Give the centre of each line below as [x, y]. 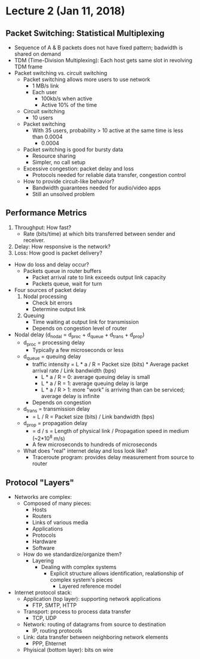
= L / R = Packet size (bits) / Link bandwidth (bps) [93, 417]
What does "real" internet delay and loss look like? [85, 451]
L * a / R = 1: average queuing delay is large [95, 383]
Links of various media [60, 522]
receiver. [34, 240]
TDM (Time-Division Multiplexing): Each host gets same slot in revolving [103, 60]
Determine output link [59, 309]
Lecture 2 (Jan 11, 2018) [65, 11]
